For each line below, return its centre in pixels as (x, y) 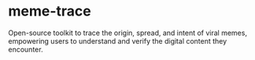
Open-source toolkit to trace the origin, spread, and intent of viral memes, (128, 33)
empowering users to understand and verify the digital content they (118, 41)
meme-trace (50, 11)
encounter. (26, 49)
